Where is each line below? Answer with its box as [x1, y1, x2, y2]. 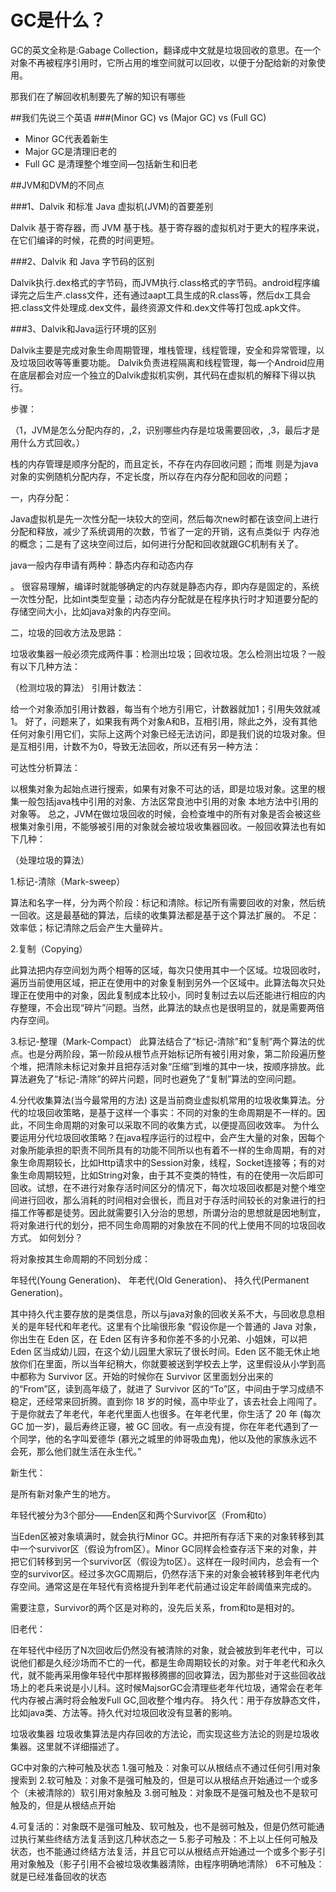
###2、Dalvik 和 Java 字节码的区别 [10, 255, 155, 267]
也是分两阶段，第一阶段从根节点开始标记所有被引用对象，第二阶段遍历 [27, 1047, 317, 1060]
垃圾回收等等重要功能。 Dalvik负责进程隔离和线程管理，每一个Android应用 [18, 356, 325, 368]
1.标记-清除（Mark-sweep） [10, 875, 126, 887]
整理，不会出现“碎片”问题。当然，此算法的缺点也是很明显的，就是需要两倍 [18, 1001, 325, 1013]
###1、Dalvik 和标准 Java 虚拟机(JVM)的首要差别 [10, 200, 214, 212]
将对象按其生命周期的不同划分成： [10, 1252, 151, 1265]
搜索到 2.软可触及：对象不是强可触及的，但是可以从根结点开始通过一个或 [10, 1774, 310, 1786]
